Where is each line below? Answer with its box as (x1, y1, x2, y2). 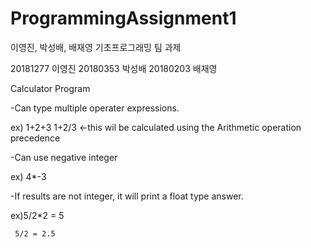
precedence (10, 132, 61, 144)
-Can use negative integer (10, 151, 118, 163)
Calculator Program (10, 82, 91, 94)
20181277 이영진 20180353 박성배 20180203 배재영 (10, 62, 218, 74)
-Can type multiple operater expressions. (10, 102, 180, 114)
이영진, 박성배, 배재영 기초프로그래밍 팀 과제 (10, 41, 182, 53)
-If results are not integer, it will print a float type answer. (10, 190, 244, 202)
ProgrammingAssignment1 (10, 7, 237, 30)
